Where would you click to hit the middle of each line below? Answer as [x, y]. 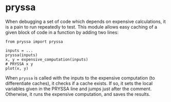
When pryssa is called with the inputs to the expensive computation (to [80, 78]
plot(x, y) [17, 68]
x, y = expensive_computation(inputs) [47, 59]
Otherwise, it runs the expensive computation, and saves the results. [78, 94]
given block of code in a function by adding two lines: [62, 32]
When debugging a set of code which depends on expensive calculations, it [85, 21]
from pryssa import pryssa [34, 42]
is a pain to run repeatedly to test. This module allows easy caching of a [81, 27]
